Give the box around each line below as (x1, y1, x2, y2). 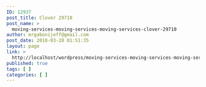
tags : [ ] (6, 66, 32, 72)
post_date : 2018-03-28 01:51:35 (6, 37, 89, 43)
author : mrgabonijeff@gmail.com (6, 32, 89, 38)
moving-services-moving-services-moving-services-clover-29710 (12, 26, 177, 32)
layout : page (6, 43, 40, 50)
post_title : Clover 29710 (6, 15, 72, 21)
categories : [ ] (6, 72, 48, 78)
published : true (6, 60, 48, 66)
